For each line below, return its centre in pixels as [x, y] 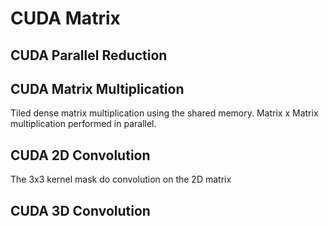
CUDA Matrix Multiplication [97, 88]
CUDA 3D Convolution [80, 210]
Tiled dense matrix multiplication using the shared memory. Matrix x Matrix [164, 113]
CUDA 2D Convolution [80, 155]
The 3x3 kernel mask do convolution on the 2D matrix [121, 179]
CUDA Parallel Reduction [89, 55]
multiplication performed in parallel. [83, 124]
